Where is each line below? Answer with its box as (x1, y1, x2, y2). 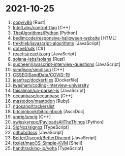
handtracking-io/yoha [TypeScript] (12, 145, 83, 151)
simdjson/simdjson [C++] (12, 66, 64, 72)
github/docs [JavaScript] (12, 129, 63, 135)
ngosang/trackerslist (12, 103, 55, 109)
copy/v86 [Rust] (12, 19, 46, 25)
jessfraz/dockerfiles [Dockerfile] (12, 77, 79, 83)
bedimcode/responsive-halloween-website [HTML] (12, 35, 117, 41)
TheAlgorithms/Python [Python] (12, 30, 78, 36)
